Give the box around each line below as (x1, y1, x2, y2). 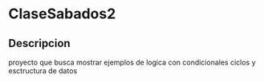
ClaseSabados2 (8, 5, 116, 23)
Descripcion (8, 37, 71, 50)
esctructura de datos (8, 66, 78, 76)
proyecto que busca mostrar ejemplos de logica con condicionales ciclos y (8, 57, 256, 67)
